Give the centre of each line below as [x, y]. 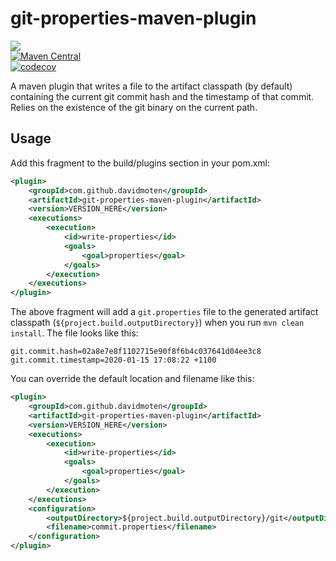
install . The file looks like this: [74, 333]
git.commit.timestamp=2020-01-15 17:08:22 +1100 [113, 360]
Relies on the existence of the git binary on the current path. [134, 107]
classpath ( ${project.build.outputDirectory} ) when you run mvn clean [157, 323]
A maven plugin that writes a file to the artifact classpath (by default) [151, 86]
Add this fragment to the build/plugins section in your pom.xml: [140, 163]
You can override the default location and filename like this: [132, 379]
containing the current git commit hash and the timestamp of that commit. [162, 96]
